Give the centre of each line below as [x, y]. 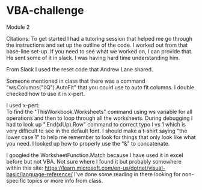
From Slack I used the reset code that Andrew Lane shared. [80, 69]
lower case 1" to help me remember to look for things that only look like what [101, 137]
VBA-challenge [45, 10]
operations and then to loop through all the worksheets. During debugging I [99, 118]
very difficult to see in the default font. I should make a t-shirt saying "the [97, 131]
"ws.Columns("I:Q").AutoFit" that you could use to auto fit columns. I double [100, 87]
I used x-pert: [23, 105]
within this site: [25, 168]
